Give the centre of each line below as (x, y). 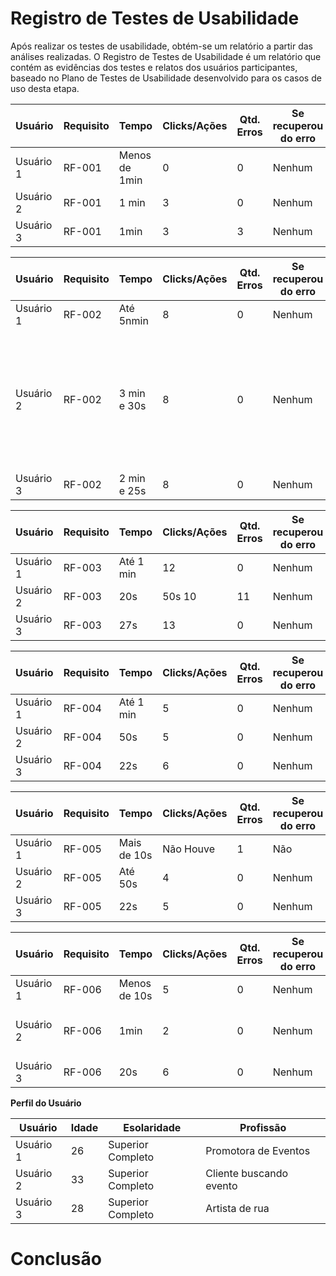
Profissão (263, 1127)
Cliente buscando (247, 1173)
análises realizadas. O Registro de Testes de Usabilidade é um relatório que (166, 56)
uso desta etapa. (45, 88)
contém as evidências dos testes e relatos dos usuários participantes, (154, 67)
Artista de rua (237, 1208)
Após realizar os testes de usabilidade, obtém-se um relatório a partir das (161, 46)
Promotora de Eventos (258, 1150)
